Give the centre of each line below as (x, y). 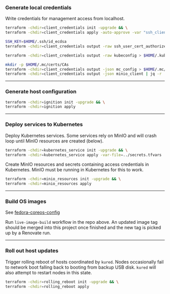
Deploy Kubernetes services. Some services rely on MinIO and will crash (81, 135)
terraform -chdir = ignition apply (40, 107)
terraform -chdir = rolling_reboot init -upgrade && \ (62, 282)
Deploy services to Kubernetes (44, 124)
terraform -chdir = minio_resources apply (49, 184)
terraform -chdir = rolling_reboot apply (47, 286)
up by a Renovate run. (28, 233)
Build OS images (26, 202)
